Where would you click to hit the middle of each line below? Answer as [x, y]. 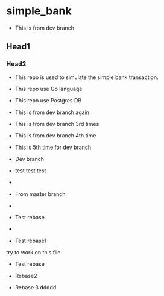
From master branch [40, 194]
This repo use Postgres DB [48, 100]
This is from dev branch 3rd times [57, 124]
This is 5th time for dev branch [53, 147]
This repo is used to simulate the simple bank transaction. [87, 77]
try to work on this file [33, 252]
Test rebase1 [31, 241]
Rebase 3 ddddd [36, 287]
